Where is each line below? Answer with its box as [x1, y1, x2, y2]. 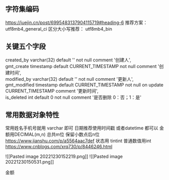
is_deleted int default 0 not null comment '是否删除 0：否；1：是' [5, 94, 142, 100]
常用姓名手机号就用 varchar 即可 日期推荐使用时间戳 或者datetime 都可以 [5, 125, 159, 131]
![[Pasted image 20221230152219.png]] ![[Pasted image [5, 153, 123, 160]
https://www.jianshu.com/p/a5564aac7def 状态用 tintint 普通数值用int [5, 138, 152, 144]
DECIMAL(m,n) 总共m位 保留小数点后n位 [14, 131, 100, 138]
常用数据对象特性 [5, 110, 59, 119]
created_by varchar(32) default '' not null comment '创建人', [5, 57, 132, 63]
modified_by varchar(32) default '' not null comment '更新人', [5, 76, 134, 82]
